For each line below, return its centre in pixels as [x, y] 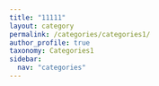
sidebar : [26, 59]
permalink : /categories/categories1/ [80, 34]
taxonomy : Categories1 [52, 51]
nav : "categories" [52, 68]
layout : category [42, 26]
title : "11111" [38, 17]
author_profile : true [50, 43]
